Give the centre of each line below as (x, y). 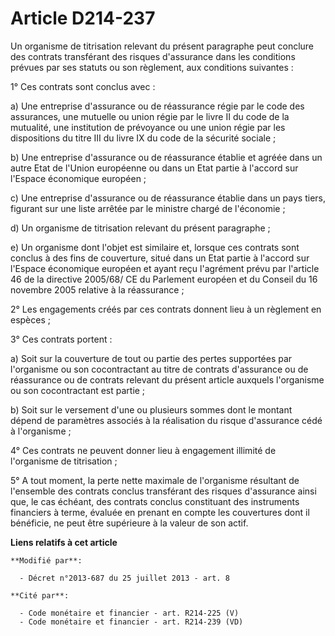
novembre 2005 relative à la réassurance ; (97, 289)
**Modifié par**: (46, 560)
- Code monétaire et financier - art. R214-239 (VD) (131, 622)
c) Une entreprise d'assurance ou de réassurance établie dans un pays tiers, (168, 198)
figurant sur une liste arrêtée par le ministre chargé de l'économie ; (148, 208)
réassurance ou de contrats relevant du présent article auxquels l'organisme (167, 379)
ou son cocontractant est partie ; (78, 390)
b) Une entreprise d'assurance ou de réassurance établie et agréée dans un (166, 157)
